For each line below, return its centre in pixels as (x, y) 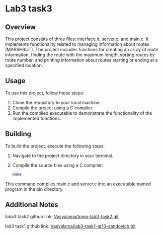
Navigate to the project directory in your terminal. (63, 156)
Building (18, 134)
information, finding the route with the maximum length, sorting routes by (80, 55)
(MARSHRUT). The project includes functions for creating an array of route (82, 49)
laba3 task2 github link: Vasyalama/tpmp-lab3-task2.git (62, 217)
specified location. (24, 65)
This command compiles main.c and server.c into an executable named (78, 184)
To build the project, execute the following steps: (55, 146)
